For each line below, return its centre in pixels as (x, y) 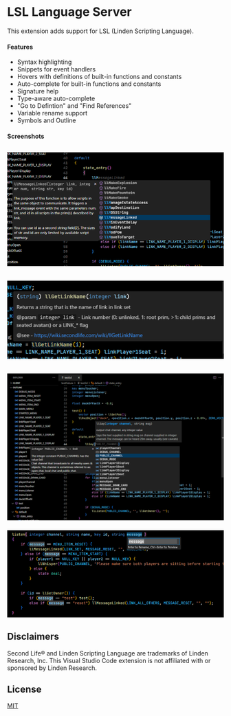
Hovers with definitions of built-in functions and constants (99, 77)
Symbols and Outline (47, 120)
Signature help (38, 91)
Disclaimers (33, 637)
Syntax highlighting (44, 62)
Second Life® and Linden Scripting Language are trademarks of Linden (108, 653)
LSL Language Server (69, 12)
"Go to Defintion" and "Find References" (74, 106)
